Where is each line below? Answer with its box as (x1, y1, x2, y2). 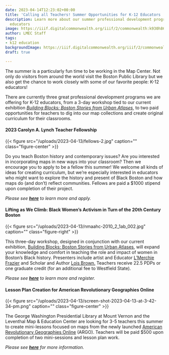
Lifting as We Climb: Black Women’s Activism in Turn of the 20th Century (5, 207, 161, 213)
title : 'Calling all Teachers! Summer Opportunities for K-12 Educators (5, 12, 161, 17)
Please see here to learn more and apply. (5, 195, 92, 201)
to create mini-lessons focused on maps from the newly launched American (5, 324, 162, 330)
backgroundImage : (5, 45, 42, 50)
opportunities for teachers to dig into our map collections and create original (5, 110, 163, 116)
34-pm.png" (5, 303, 31, 310)
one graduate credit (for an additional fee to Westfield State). (5, 265, 131, 271)
